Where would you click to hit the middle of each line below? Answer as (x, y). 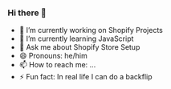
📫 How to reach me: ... (57, 65)
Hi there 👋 (27, 13)
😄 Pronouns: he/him (53, 56)
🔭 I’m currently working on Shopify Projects (91, 30)
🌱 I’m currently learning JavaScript (76, 38)
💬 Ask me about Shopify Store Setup (79, 47)
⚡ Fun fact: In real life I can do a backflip (86, 77)
